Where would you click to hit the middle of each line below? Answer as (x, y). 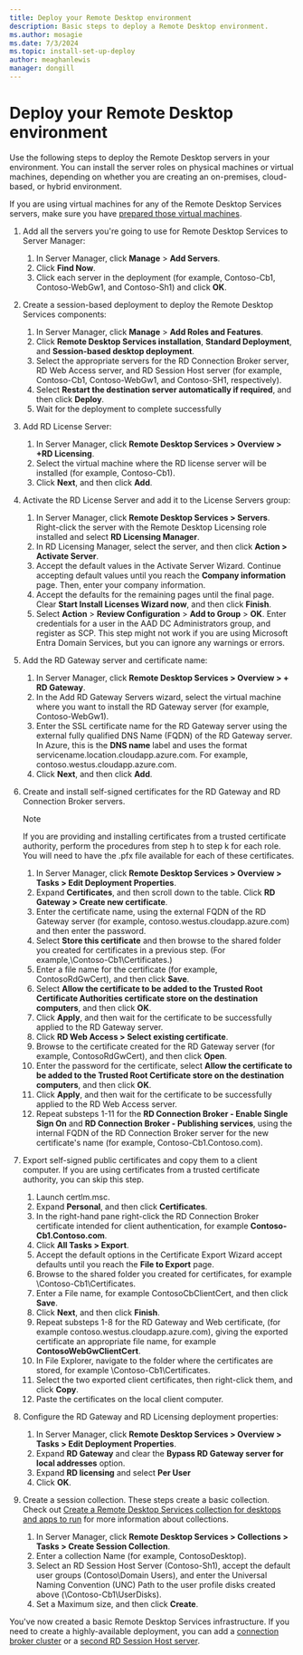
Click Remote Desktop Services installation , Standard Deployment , (164, 342)
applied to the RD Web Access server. (107, 1104)
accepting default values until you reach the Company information (161, 575)
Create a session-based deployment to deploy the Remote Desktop (148, 304)
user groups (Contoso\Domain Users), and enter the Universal (151, 1575)
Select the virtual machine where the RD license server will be (151, 463)
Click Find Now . (66, 267)
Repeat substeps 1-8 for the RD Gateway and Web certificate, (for (158, 1322)
